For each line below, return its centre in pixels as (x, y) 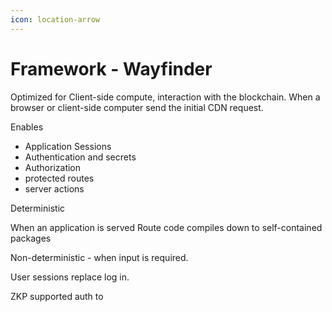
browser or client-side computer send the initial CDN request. (137, 107)
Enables (27, 127)
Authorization (53, 167)
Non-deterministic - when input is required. (99, 257)
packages (31, 238)
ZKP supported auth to (57, 296)
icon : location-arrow (55, 19)
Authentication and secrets (80, 157)
